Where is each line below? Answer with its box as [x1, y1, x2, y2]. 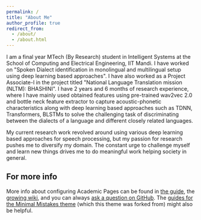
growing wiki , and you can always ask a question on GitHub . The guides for [6, 194, 194, 201]
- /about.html [11, 37, 47, 43]
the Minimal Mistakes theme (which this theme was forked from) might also [6, 200, 193, 207]
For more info [6, 172, 58, 182]
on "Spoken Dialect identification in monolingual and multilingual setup [6, 66, 182, 73]
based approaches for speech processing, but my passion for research [6, 135, 182, 142]
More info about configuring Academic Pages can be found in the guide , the [6, 188, 195, 195]
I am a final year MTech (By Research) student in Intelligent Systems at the [6, 53, 191, 60]
